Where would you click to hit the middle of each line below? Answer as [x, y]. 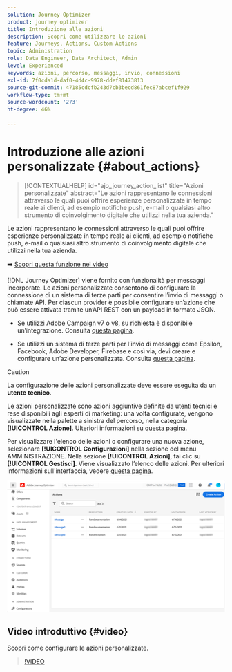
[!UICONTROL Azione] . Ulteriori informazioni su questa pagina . [97, 428]
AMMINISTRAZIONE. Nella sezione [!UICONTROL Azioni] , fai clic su [104, 456]
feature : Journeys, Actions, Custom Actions [72, 44]
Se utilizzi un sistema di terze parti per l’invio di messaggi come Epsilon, [119, 344]
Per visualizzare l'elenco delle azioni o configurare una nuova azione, [106, 441]
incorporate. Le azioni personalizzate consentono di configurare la [102, 288]
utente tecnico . [29, 392]
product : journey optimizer [48, 22]
